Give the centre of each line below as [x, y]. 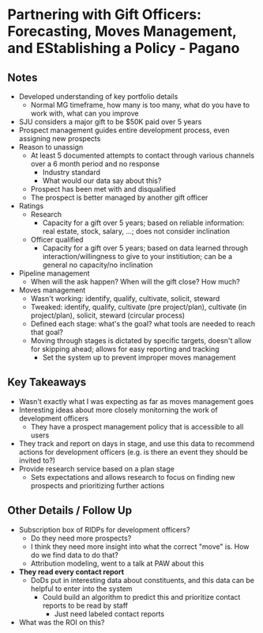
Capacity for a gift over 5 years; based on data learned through [145, 248]
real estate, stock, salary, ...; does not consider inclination [136, 231]
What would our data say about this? [102, 181]
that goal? [47, 332]
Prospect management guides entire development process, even [124, 130]
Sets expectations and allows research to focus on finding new [133, 477]
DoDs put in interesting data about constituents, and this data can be [142, 580]
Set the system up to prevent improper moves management [139, 357]
